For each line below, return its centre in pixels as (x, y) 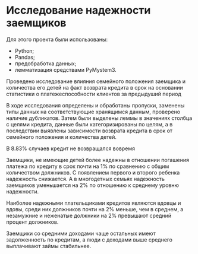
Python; (24, 50)
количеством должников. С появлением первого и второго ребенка (93, 172)
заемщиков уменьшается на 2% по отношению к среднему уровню (93, 185)
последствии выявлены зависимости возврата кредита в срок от (89, 131)
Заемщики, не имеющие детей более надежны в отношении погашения (98, 160)
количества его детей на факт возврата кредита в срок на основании (95, 87)
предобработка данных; (45, 63)
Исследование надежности (78, 10)
